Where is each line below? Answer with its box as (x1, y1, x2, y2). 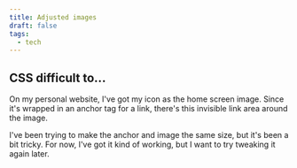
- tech (17, 37, 42, 47)
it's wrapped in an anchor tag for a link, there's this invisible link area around (9, 103, 288, 114)
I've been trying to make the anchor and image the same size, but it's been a (9, 130, 289, 141)
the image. (9, 112, 49, 124)
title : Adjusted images (9, 12, 98, 22)
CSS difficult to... (9, 70, 106, 85)
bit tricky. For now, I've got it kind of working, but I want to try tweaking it (9, 139, 277, 150)
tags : (9, 29, 29, 38)
